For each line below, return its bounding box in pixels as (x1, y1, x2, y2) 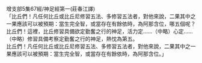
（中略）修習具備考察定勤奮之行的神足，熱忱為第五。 (6, 35, 138, 42)
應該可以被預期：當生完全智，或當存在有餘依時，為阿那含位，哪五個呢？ (16, 20, 196, 27)
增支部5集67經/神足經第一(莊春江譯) (6, 5, 96, 12)
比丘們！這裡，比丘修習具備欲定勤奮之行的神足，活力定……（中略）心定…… (6, 28, 194, 35)
